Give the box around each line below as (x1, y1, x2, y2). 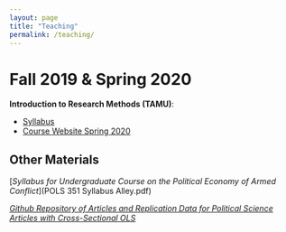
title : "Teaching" (9, 22, 78, 31)
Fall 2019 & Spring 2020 (9, 69, 192, 89)
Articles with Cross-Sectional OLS (9, 213, 136, 224)
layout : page (9, 13, 59, 23)
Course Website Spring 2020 (22, 125, 131, 136)
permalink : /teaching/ (9, 30, 95, 39)
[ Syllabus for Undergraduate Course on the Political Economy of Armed (9, 176, 277, 187)
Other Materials (9, 152, 99, 167)
